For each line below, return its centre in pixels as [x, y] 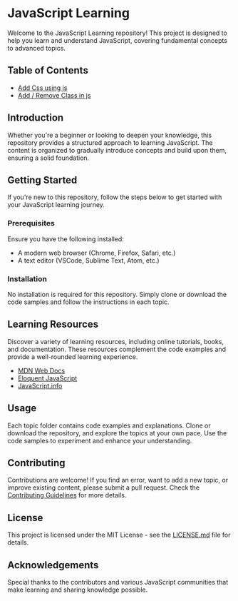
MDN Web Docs [41, 370]
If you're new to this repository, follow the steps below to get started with [115, 197]
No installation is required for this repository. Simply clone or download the [117, 294]
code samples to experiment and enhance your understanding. [100, 440]
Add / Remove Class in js [54, 95]
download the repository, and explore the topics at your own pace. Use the [117, 433]
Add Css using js [42, 88]
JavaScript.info [40, 385]
